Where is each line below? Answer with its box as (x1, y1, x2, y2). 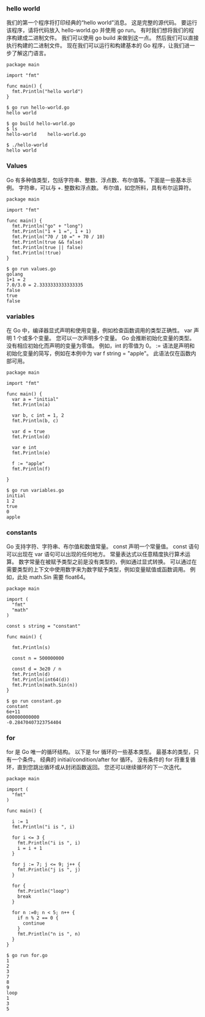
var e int (12, 444, 37, 450)
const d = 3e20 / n (12, 666, 62, 672)
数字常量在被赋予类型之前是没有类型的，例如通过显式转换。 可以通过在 (18, 558, 197, 565)
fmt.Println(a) (12, 401, 51, 408)
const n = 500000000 (12, 655, 64, 661)
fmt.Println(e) (12, 450, 51, 456)
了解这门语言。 (11, 50, 50, 57)
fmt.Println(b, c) (12, 417, 59, 423)
